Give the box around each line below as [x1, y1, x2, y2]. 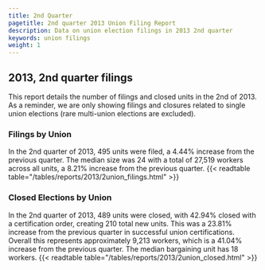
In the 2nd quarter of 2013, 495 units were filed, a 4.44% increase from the [8, 147, 255, 156]
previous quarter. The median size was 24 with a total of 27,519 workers [8, 155, 244, 165]
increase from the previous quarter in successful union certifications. [8, 227, 235, 237]
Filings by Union [8, 128, 72, 139]
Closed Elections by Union [8, 192, 112, 203]
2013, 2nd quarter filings [8, 71, 134, 84]
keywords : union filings [8, 33, 91, 42]
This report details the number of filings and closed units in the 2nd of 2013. [8, 92, 257, 101]
